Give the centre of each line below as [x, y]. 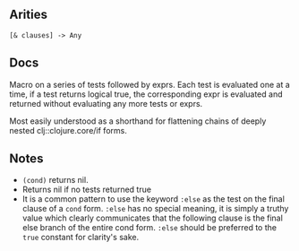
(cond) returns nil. [55, 180]
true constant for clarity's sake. [81, 238]
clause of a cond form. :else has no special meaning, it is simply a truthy [155, 209]
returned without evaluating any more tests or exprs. [106, 103]
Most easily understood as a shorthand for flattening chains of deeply [138, 121]
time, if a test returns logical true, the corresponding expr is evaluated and [146, 94]
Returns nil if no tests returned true [87, 190]
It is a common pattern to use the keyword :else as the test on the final [153, 199]
